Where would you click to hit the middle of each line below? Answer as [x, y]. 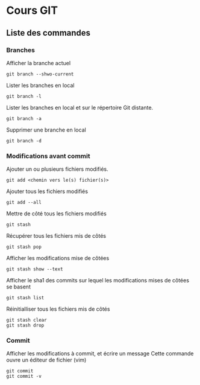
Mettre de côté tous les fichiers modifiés [56, 214]
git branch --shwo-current [40, 74]
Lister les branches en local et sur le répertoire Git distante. [80, 107]
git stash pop [24, 247]
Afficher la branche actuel [39, 63]
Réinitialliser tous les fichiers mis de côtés [58, 309]
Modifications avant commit [48, 156]
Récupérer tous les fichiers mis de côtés [56, 236]
